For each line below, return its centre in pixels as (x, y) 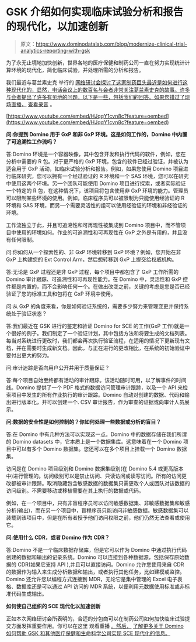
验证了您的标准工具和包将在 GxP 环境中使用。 (61, 294)
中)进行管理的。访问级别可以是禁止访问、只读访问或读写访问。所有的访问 (94, 476)
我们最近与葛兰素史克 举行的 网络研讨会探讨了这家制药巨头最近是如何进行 (94, 82)
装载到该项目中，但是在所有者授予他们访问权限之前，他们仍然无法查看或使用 (98, 517)
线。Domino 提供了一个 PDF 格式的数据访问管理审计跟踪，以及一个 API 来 (94, 387)
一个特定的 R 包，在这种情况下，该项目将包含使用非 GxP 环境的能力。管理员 (97, 190)
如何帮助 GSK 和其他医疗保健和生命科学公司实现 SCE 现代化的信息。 (88, 633)
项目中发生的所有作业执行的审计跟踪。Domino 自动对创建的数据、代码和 (98, 394)
